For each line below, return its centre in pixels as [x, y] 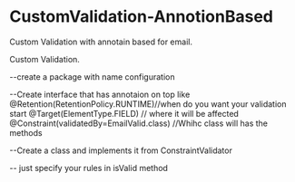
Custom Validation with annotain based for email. [101, 42]
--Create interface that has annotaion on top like [100, 94]
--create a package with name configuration [92, 77]
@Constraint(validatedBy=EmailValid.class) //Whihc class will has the [139, 123]
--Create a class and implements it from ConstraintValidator [121, 150]
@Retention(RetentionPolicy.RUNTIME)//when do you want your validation [148, 104]
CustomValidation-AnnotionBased [142, 17]
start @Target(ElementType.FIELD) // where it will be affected [124, 113]
